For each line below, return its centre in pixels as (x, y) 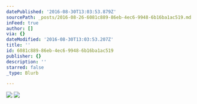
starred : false (25, 67)
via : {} (16, 34)
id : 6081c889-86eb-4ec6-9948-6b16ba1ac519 (60, 51)
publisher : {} (24, 56)
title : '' (19, 45)
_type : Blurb (22, 73)
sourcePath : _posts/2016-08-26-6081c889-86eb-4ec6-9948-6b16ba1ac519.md (99, 17)
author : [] (20, 28)
